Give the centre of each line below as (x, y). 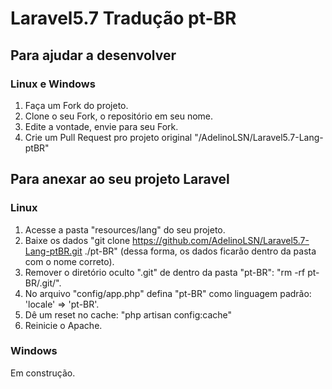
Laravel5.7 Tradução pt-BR (123, 18)
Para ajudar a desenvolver (93, 55)
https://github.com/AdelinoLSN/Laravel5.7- (221, 240)
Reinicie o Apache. (63, 325)
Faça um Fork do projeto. (76, 105)
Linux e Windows (53, 84)
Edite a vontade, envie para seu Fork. (101, 126)
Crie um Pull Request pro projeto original (108, 137)
